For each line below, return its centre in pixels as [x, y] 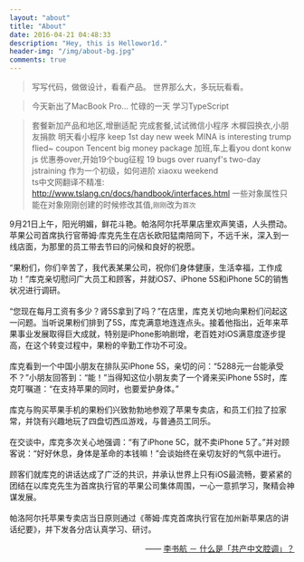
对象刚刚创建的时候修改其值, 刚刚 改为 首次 [122, 204]
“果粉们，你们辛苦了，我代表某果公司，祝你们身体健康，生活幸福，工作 [142, 267]
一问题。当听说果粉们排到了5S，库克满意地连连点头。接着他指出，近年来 [145, 322]
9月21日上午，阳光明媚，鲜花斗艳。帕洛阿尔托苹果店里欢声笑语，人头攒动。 [151, 224]
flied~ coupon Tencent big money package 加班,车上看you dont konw [161, 148]
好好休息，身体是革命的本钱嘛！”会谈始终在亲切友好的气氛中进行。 [161, 453]
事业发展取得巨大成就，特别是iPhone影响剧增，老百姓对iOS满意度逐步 [147, 334]
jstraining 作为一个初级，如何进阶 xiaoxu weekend [125, 170]
